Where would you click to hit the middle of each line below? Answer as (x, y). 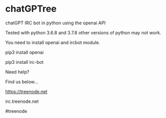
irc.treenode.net (22, 101)
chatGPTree (31, 9)
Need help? (17, 72)
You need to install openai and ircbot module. (53, 42)
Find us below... (22, 82)
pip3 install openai (25, 52)
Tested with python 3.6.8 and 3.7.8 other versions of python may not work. (83, 32)
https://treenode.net (26, 91)
